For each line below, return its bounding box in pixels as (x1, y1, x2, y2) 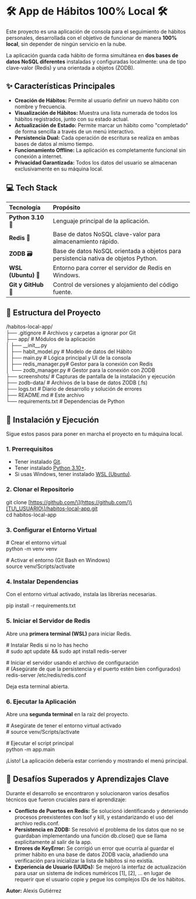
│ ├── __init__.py (6, 342, 48, 349)
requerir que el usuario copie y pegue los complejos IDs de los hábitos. (14, 876, 185, 883)
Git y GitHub (9, 281, 44, 289)
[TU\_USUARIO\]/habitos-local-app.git (6, 505, 98, 512)
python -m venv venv (6, 545, 57, 552)
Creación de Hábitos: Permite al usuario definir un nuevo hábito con (14, 97, 179, 104)
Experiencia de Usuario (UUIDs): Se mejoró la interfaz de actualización (14, 863, 187, 870)
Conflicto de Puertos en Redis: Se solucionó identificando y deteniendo (14, 807, 188, 814)
